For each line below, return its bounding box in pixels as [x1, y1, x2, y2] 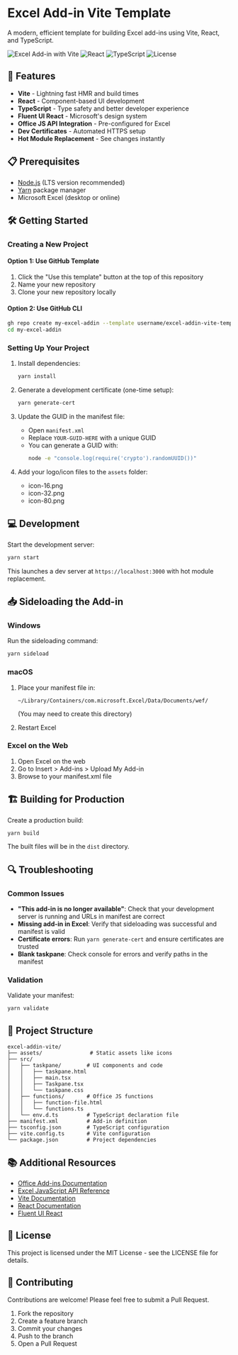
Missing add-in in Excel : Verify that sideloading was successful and [17, 920, 217, 928]
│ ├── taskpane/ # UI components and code [7, 1062, 163, 1069]
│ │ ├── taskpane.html [7, 1069, 87, 1076]
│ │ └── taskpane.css [7, 1087, 84, 1094]
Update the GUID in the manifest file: [17, 413, 125, 421]
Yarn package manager [17, 186, 86, 194]
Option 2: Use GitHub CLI [7, 303, 83, 313]
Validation [7, 975, 44, 985]
